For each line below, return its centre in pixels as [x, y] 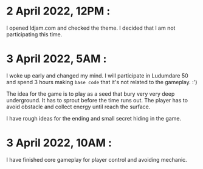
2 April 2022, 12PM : [58, 11]
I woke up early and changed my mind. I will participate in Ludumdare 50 [97, 75]
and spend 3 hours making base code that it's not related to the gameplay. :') [102, 82]
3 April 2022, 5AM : [57, 59]
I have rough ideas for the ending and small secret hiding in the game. [94, 118]
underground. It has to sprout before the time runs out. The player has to [97, 100]
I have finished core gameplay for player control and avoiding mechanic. [97, 159]
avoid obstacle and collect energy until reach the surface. [78, 107]
